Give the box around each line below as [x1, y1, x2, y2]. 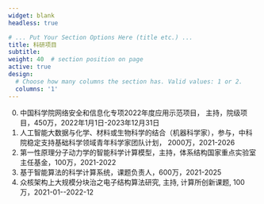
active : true [8, 63, 52, 71]
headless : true [8, 19, 59, 27]
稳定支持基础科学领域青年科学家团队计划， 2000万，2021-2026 [26, 137, 235, 147]
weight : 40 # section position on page [8, 56, 144, 64]
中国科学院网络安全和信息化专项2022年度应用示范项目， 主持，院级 [19, 108, 241, 117]
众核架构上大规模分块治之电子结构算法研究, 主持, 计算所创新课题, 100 [19, 177, 246, 187]
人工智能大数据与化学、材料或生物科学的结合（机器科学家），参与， [19, 128, 239, 137]
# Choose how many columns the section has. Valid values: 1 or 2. [15, 77, 243, 86]
